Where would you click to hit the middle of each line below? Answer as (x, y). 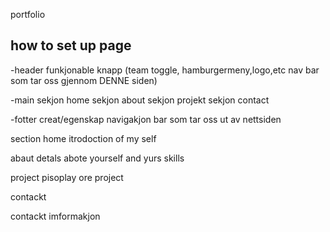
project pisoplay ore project (67, 177)
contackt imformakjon (55, 216)
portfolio (28, 14)
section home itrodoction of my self (83, 138)
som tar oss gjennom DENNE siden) (84, 80)
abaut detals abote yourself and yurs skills (97, 158)
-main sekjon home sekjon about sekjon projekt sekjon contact (140, 100)
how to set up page (71, 45)
